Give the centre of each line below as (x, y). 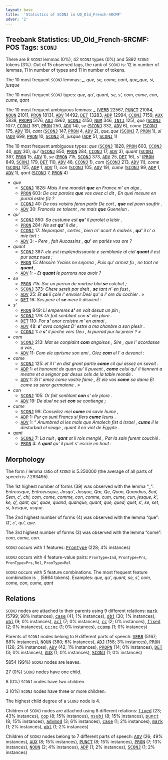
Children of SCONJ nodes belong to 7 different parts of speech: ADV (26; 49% (84, 736)
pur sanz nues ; (36, 257)
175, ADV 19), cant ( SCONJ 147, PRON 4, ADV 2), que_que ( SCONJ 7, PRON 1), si (83, 131)
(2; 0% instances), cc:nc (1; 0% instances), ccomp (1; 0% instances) (76, 627)
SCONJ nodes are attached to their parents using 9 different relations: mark (82, 611)
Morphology (25, 459)
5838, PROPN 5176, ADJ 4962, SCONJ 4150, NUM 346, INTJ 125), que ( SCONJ (83, 120)
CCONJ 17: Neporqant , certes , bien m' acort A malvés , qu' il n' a (88, 231)
